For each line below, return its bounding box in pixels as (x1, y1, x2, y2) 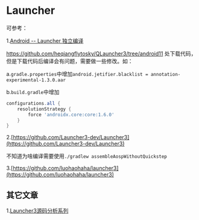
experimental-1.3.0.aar (6, 77, 66, 83)
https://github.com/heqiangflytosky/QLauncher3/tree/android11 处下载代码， (6, 49, 197, 57)
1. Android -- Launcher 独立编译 (6, 37, 84, 44)
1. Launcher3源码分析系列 (6, 207, 69, 215)
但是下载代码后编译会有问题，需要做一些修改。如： (6, 57, 133, 64)
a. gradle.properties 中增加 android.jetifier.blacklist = (6, 70, 149, 77)
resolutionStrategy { (17, 106, 71, 112)
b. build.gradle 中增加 (6, 88, 60, 95)
